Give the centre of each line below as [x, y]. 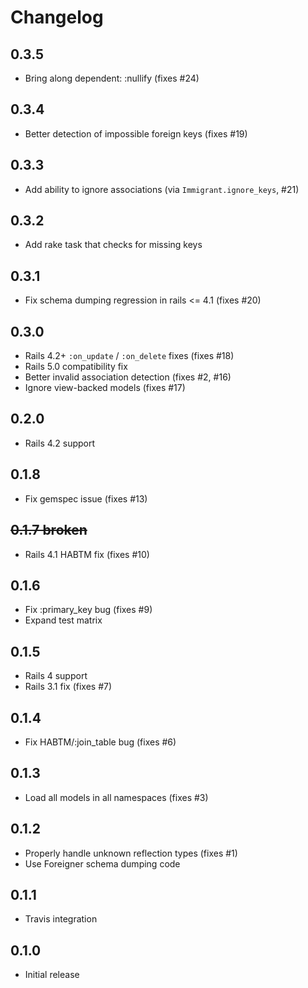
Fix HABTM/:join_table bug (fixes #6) [100, 742]
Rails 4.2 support [60, 443]
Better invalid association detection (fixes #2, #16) [128, 377]
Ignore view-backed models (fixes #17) [105, 388]
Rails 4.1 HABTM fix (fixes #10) [87, 554]
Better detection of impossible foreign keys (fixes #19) [136, 133]
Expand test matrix [63, 620]
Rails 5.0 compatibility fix [76, 367]
